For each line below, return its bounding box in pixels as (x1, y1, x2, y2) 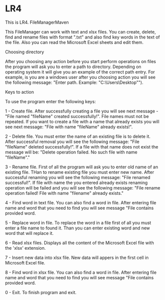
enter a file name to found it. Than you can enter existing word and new (5, 225, 150, 231)
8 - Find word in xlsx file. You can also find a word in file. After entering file (5, 269, 157, 275)
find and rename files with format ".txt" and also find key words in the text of (5, 34, 160, 40)
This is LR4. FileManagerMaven (5, 19, 69, 25)
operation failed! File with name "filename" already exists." (5, 190, 124, 196)
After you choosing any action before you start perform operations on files (5, 58, 156, 64)
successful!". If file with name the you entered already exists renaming (5, 180, 148, 186)
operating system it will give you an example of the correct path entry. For (5, 69, 155, 75)
